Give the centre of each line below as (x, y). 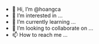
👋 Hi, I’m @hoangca (36, 9)
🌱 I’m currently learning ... (44, 22)
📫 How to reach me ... (40, 35)
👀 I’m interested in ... (37, 15)
